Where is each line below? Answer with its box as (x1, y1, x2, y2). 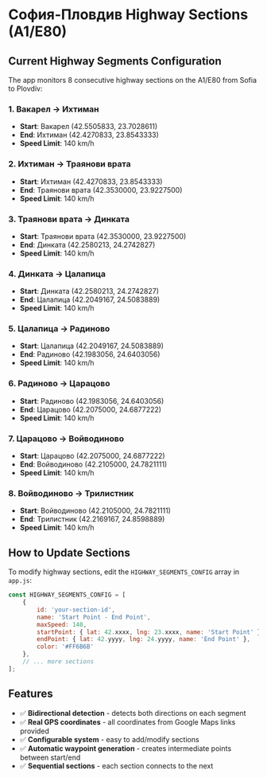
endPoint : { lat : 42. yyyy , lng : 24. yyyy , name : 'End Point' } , (37, 635, 251, 643)
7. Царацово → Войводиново (8, 432, 125, 444)
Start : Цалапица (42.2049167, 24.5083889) (19, 341, 164, 351)
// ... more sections (22, 658, 94, 666)
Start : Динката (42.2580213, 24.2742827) (19, 287, 160, 296)
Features (8, 687, 53, 701)
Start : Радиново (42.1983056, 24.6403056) (19, 396, 164, 405)
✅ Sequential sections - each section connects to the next (19, 760, 214, 770)
